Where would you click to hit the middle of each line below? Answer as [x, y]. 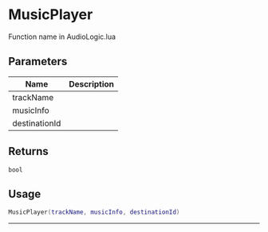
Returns [29, 151]
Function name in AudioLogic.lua [62, 37]
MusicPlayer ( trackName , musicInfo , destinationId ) [94, 212]
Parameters [38, 62]
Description [91, 83]
